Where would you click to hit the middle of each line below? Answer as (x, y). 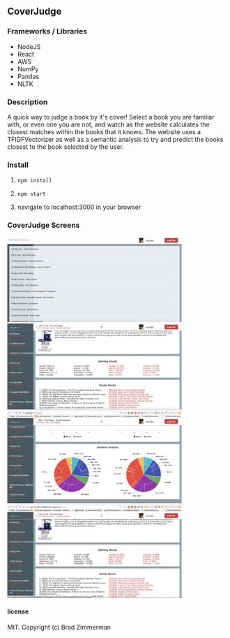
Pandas (28, 76)
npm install (34, 181)
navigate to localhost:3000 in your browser (79, 207)
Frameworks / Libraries (47, 31)
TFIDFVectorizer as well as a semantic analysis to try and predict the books (115, 139)
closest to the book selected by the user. (66, 147)
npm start (32, 194)
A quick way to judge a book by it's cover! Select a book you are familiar (111, 117)
